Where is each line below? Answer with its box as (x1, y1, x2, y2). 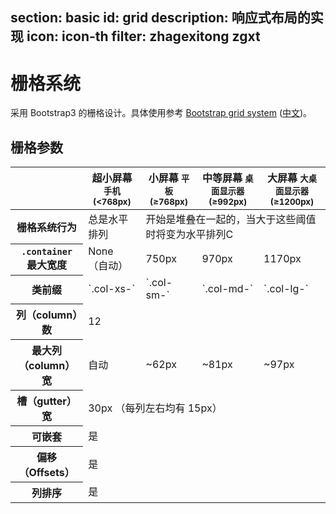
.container (21, 246, 73, 258)
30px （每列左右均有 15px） (88, 401, 223, 415)
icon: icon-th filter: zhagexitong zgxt (26, 28, 261, 45)
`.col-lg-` (263, 282, 309, 296)
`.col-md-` (201, 282, 254, 296)
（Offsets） (18, 465, 75, 479)
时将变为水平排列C (145, 228, 234, 242)
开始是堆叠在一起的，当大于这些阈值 (145, 213, 317, 227)
